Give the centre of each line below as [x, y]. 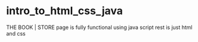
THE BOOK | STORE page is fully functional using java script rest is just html [99, 27]
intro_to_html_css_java [65, 11]
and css [16, 33]
